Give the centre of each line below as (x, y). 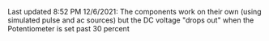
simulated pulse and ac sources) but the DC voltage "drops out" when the (131, 20)
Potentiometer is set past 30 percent (69, 29)
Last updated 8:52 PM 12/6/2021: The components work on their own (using (134, 12)
